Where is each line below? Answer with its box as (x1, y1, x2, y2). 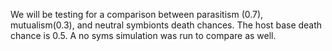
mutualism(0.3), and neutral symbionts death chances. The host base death (10, 19, 323, 31)
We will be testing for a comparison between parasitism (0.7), (10, 9, 264, 20)
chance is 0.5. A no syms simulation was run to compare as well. (10, 30, 277, 41)
